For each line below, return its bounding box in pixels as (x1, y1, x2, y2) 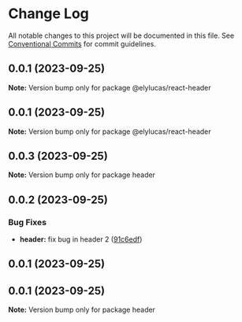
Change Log (8, 5, 89, 23)
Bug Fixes (8, 217, 47, 228)
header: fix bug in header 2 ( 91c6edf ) (19, 235, 143, 244)
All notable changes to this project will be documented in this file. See (8, 31, 235, 40)
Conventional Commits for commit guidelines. (8, 39, 156, 48)
